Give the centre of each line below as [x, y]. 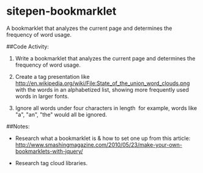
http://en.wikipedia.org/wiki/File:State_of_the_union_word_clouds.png [102, 83]
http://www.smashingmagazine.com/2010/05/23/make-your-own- [98, 144]
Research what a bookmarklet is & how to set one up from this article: [103, 138]
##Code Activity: [28, 46]
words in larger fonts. [42, 96]
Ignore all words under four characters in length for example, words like [106, 108]
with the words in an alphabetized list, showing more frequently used [102, 89]
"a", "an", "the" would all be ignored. [61, 114]
